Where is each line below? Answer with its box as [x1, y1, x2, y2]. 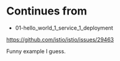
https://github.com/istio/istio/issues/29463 [6, 36, 114, 43]
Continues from [6, 4, 87, 18]
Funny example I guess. [6, 47, 66, 55]
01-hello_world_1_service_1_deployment [15, 24, 114, 31]
